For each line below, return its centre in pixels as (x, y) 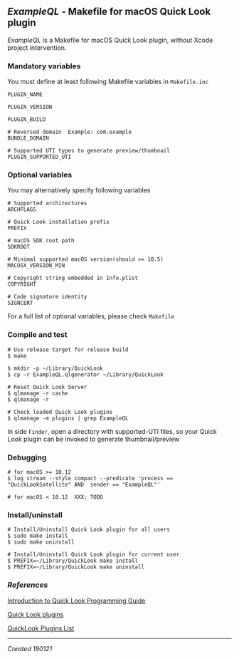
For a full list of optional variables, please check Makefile (91, 316)
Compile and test (37, 335)
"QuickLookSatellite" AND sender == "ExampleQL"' (84, 484)
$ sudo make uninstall (41, 542)
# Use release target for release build (68, 349)
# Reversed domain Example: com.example (70, 132)
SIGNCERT (20, 303)
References (28, 585)
